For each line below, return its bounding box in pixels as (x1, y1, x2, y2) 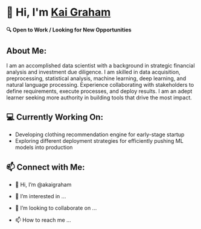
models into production (14, 144, 73, 151)
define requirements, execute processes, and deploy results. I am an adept (6, 87, 193, 95)
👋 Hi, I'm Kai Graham (6, 5, 111, 19)
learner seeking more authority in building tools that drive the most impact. (6, 93, 192, 101)
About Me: (6, 46, 47, 56)
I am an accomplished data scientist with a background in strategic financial (6, 61, 195, 69)
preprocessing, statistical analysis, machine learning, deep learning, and (6, 75, 187, 82)
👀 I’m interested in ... (14, 193, 66, 200)
